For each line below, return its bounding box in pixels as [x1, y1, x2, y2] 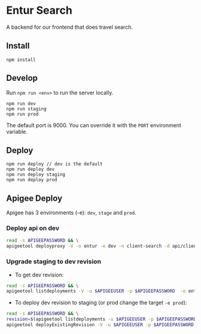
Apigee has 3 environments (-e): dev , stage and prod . [6, 209, 136, 216]
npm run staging [6, 106, 47, 112]
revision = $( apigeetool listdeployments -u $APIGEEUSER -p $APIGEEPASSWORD [6, 316, 197, 323]
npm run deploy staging [6, 171, 66, 177]
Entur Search [6, 4, 73, 17]
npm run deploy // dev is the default [6, 161, 103, 167]
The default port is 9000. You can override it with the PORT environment [6, 121, 181, 129]
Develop [6, 73, 38, 83]
